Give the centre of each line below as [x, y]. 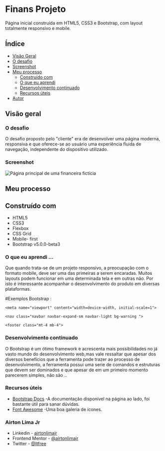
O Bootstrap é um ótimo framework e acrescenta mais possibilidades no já [81, 348]
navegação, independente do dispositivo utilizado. [57, 149]
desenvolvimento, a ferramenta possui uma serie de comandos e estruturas [83, 364]
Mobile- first [25, 239]
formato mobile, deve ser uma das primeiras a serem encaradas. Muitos [79, 273]
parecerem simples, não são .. [36, 375]
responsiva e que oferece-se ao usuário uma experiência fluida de [73, 144]
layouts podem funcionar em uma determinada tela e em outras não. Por [79, 279]
